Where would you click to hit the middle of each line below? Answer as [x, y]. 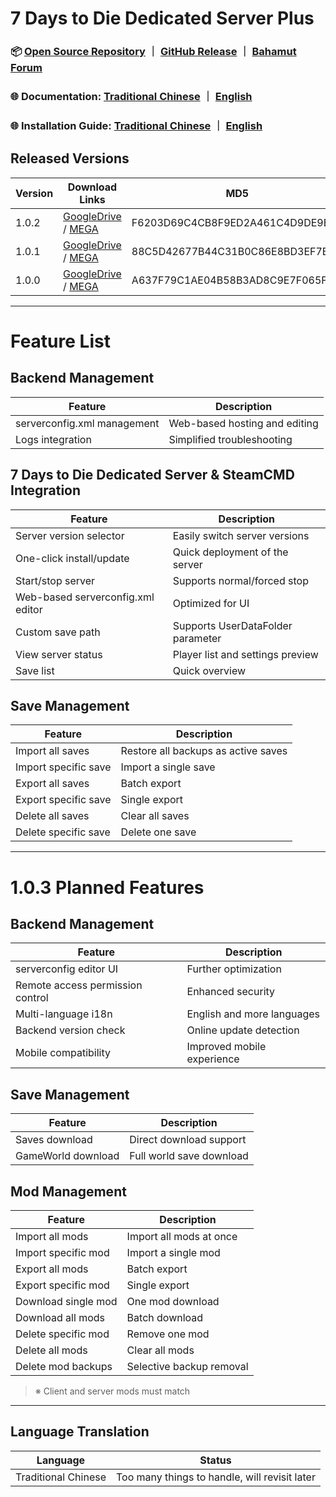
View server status [59, 654]
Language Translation [80, 1432]
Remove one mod [168, 1334]
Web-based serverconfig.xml [85, 597]
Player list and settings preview [245, 654]
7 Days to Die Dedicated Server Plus [162, 18]
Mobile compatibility [63, 1053]
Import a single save [168, 767]
